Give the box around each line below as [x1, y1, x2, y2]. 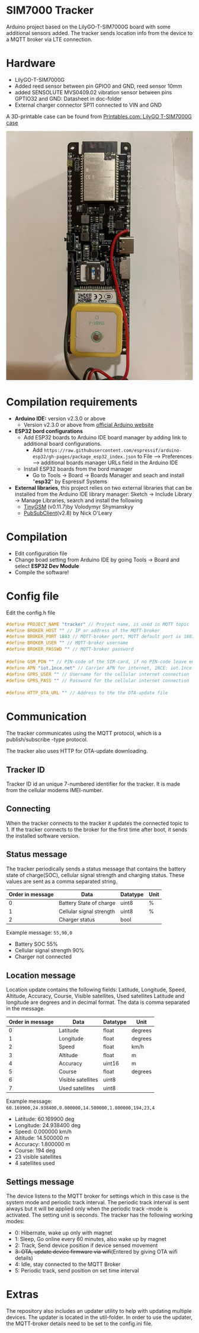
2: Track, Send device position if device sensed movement [14, 1242, 158, 1249]
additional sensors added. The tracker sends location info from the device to [6, 29, 193, 36]
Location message [6, 970, 76, 980]
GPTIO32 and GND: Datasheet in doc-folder [14, 95, 123, 102]
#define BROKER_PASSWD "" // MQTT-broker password [6, 646, 134, 652]
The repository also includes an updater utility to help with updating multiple [6, 1307, 192, 1314]
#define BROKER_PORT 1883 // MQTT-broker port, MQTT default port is [6, 634, 182, 640]
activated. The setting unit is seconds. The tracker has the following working [6, 1211, 193, 1219]
